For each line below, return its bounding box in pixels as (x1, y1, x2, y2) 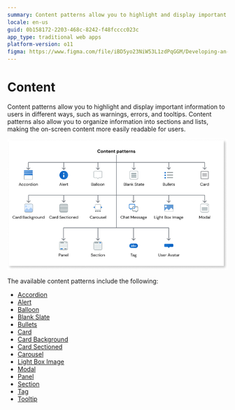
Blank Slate (17, 313, 50, 322)
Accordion (17, 291, 48, 299)
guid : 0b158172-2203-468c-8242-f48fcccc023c (7, 26, 139, 33)
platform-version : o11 (7, 41, 73, 48)
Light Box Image (17, 357, 64, 366)
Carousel (17, 350, 44, 359)
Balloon (17, 306, 40, 314)
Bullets (17, 320, 38, 329)
